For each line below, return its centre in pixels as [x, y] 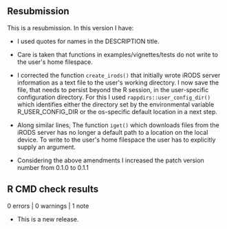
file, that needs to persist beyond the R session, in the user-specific [113, 89]
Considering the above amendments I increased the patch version [110, 160]
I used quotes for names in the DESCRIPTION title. [88, 41]
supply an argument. [46, 146]
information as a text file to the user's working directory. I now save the [118, 83]
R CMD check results [53, 189]
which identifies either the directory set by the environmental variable [116, 104]
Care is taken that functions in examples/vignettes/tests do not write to [118, 54]
